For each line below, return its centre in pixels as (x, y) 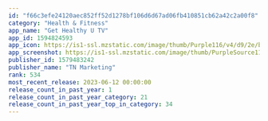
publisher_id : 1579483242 (51, 60)
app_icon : (25, 45)
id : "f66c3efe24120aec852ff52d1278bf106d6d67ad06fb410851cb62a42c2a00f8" (134, 16)
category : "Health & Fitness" (59, 23)
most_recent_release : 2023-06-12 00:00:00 (80, 82)
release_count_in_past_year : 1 (60, 90)
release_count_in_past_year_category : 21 (78, 97)
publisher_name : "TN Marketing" (62, 68)
